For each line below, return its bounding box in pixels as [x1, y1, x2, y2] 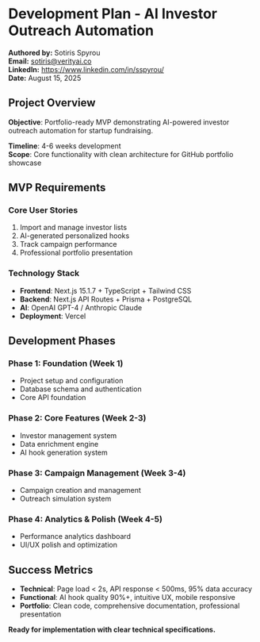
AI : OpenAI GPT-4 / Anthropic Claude [19, 302, 143, 312]
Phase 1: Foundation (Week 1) [8, 358, 124, 369]
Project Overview [8, 96, 96, 110]
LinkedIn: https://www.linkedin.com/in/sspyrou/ [8, 64, 165, 74]
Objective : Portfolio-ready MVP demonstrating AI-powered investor [8, 117, 230, 127]
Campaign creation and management [19, 486, 141, 495]
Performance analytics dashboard [19, 532, 131, 541]
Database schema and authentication [19, 384, 142, 394]
